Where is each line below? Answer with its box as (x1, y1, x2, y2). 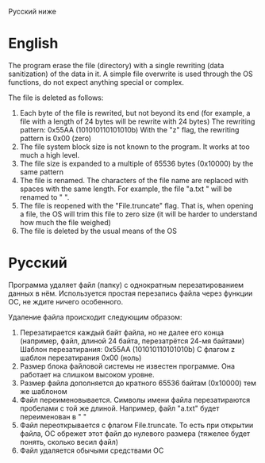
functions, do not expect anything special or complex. (8, 77, 185, 86)
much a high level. (19, 150, 80, 159)
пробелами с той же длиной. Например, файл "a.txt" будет (19, 404, 220, 413)
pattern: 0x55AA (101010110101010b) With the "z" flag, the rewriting (19, 124, 240, 134)
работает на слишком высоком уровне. (19, 369, 155, 379)
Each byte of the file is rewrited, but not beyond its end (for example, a (19, 108, 251, 117)
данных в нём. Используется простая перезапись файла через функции (8, 289, 253, 298)
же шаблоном (19, 386, 67, 396)
